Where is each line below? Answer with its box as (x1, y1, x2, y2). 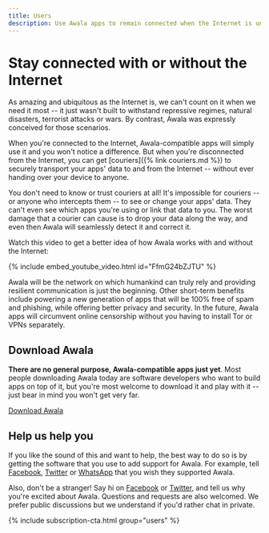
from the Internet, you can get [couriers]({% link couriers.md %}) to (8, 156, 232, 165)
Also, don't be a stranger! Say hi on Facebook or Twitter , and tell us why (8, 483, 246, 493)
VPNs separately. (8, 320, 66, 330)
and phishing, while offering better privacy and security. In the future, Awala (8, 303, 259, 313)
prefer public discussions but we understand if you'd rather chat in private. (8, 500, 255, 510)
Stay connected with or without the (8, 54, 247, 72)
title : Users (8, 11, 52, 20)
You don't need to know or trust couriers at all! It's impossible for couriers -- (8, 188, 260, 197)
